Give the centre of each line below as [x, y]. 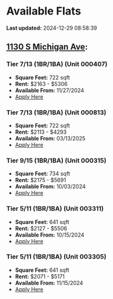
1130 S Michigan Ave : [47, 47]
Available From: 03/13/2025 [50, 138]
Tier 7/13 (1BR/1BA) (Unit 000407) [57, 64]
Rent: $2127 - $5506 [41, 228]
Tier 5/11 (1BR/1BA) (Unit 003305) [56, 257]
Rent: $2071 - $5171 [40, 276]
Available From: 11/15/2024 [49, 283]
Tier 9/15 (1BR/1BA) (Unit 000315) [56, 160]
